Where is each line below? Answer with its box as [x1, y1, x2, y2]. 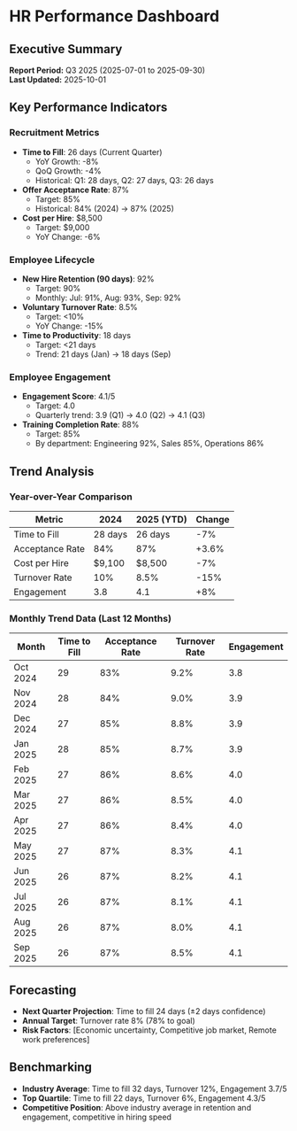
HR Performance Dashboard [9, 6, 220, 27]
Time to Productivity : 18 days [21, 329, 131, 340]
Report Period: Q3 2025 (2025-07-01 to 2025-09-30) [9, 65, 206, 75]
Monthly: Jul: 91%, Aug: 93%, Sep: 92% [34, 292, 181, 303]
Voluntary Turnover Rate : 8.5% [21, 301, 139, 312]
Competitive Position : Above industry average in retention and [21, 1102, 252, 1112]
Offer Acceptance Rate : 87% [21, 184, 130, 195]
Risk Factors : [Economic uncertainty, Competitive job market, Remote [21, 1025, 277, 1035]
